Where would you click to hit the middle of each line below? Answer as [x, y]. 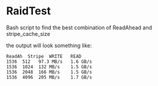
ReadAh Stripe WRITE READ [44, 56]
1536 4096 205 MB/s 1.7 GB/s [49, 77]
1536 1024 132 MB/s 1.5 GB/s [49, 67]
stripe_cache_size [28, 33]
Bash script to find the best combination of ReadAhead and [79, 27]
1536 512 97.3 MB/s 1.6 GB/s [49, 62]
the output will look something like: [49, 45]
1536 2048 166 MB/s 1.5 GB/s [49, 72]
